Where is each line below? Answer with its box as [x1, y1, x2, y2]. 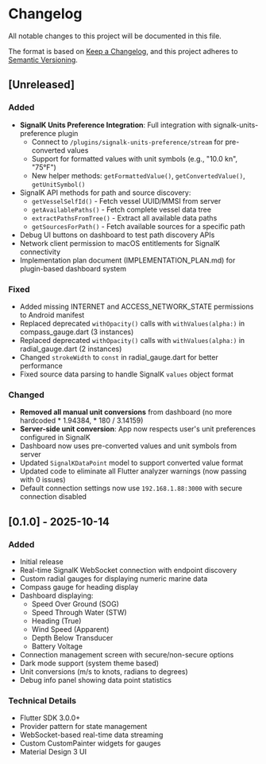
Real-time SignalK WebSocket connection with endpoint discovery [19, 565, 237, 575]
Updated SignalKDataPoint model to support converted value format [19, 458, 244, 468]
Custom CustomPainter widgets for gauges [19, 739, 161, 748]
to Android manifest [19, 310, 85, 319]
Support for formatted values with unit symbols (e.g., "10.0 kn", [31, 154, 238, 163]
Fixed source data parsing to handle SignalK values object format [19, 369, 234, 379]
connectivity [19, 247, 61, 256]
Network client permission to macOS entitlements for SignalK [19, 238, 221, 248]
